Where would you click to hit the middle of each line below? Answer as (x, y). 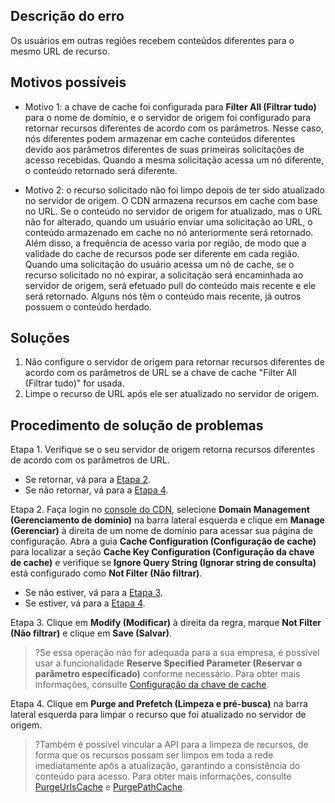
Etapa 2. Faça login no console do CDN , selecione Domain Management (160, 510)
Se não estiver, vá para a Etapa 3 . (93, 593)
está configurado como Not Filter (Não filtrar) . (106, 573)
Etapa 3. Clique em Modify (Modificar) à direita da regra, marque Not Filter (166, 623)
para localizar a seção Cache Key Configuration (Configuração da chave (162, 552)
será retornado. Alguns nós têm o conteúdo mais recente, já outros (163, 296)
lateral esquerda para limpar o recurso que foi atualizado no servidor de (158, 715)
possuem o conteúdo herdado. (88, 306)
